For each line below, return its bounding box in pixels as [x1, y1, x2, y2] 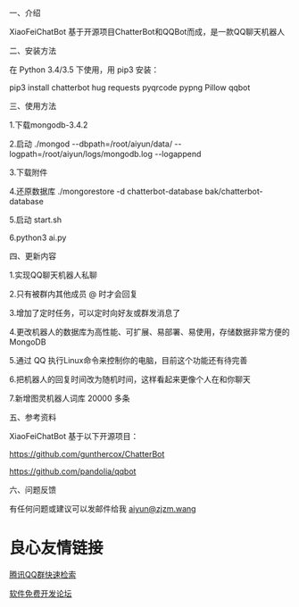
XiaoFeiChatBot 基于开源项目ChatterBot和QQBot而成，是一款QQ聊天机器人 [9, 27, 286, 37]
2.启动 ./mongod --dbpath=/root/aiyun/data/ [9, 138, 172, 149]
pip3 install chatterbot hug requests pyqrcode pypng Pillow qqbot [9, 82, 251, 93]
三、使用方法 [9, 101, 56, 112]
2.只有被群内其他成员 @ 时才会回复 [9, 288, 138, 300]
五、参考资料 [9, 412, 56, 423]
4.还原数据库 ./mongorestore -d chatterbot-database [9, 186, 203, 197]
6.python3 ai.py [9, 232, 67, 243]
